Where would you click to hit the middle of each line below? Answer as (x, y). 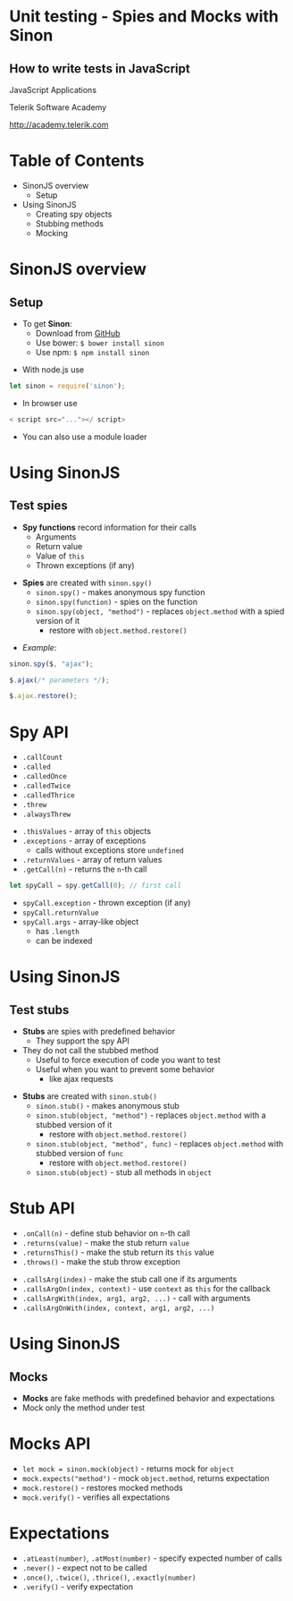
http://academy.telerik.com (59, 124)
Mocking (52, 233)
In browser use (50, 403)
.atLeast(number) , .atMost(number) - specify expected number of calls (152, 1558)
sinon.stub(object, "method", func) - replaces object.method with (159, 1144)
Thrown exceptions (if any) (85, 565)
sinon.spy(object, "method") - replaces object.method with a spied (160, 611)
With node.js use (53, 370)
